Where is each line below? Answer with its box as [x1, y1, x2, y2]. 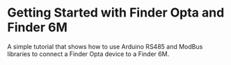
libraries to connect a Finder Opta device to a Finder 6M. [7, 50, 170, 58]
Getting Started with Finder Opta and [7, 5, 225, 21]
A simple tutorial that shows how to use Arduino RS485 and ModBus [7, 42, 203, 50]
